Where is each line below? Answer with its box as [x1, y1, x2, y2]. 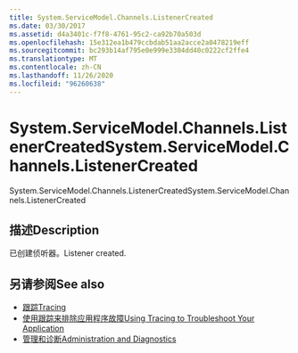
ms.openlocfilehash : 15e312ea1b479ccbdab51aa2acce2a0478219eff [9, 37, 250, 47]
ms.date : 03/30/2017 [9, 21, 87, 30]
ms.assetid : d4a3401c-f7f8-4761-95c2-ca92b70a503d [9, 29, 202, 38]
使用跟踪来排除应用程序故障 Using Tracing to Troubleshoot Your [21, 313, 255, 324]
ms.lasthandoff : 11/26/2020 [9, 71, 114, 80]
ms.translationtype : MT [9, 54, 98, 63]
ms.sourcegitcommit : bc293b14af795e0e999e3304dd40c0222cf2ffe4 [9, 46, 250, 55]
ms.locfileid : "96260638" [9, 79, 105, 88]
